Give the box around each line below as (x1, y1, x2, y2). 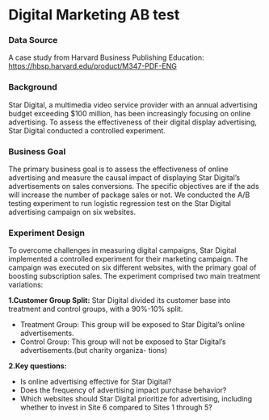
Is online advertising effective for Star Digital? (19, 377, 172, 387)
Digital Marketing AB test (8, 6, 180, 24)
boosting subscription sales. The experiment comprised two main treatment (8, 271, 261, 281)
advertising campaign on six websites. (8, 208, 137, 217)
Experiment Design (8, 228, 86, 238)
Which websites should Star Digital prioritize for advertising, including (19, 394, 253, 404)
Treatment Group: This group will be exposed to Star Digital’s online (19, 320, 245, 330)
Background (8, 82, 58, 93)
